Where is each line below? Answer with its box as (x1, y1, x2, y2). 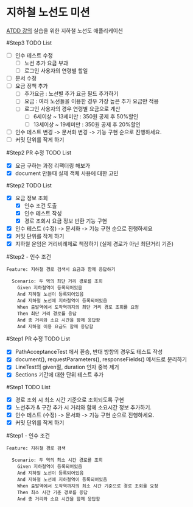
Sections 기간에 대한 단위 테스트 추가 (15, 371, 104, 378)
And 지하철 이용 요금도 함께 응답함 (17, 324, 94, 330)
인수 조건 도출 (24, 202, 57, 209)
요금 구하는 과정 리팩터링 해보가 (15, 162, 90, 169)
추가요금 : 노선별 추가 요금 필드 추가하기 (24, 90, 119, 98)
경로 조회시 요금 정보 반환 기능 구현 (24, 217, 108, 225)
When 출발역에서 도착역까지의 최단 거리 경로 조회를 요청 (17, 304, 139, 311)
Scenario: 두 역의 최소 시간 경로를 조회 (12, 457, 103, 463)
